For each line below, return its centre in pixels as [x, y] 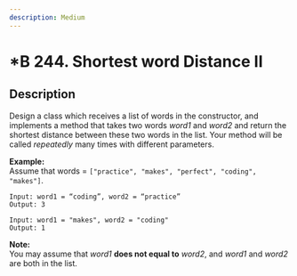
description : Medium [48, 17]
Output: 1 [28, 228]
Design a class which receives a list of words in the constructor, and [134, 116]
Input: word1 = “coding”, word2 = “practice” [95, 197]
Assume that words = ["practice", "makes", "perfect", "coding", [133, 171]
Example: [27, 161]
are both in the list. [44, 263]
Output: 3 [28, 204]
